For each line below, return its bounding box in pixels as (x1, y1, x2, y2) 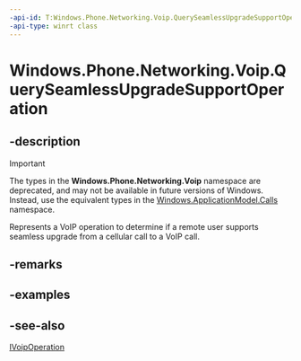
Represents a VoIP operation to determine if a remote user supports (9, 221, 259, 232)
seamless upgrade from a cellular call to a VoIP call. (9, 231, 200, 242)
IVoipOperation (9, 342, 65, 353)
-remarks (9, 257, 63, 272)
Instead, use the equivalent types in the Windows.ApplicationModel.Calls (9, 194, 279, 205)
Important (9, 158, 46, 169)
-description (9, 134, 81, 149)
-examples (9, 287, 71, 303)
